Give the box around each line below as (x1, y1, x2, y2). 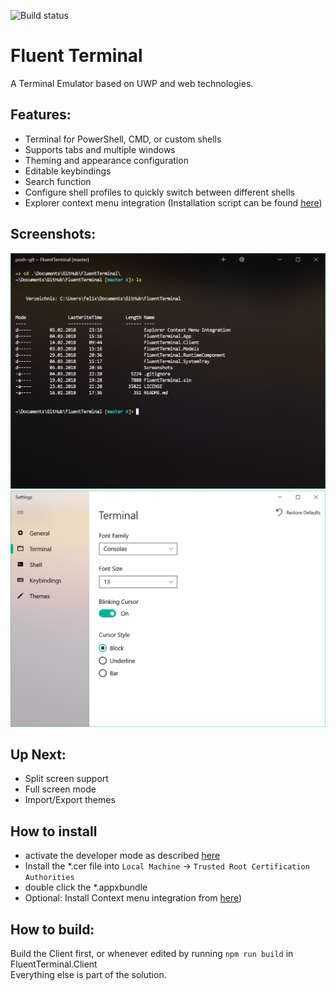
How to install (10, 823, 98, 840)
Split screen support (24, 773, 109, 785)
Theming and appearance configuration (24, 154, 189, 166)
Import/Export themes (24, 794, 116, 806)
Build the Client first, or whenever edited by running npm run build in (10, 948, 294, 959)
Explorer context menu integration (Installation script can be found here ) (24, 196, 323, 209)
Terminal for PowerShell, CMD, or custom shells (24, 133, 222, 145)
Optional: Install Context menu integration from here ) (24, 892, 243, 904)
